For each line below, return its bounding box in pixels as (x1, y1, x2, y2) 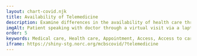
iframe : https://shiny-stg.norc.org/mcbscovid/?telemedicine (6, 41, 159, 47)
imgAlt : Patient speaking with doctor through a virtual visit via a (6, 24, 180, 31)
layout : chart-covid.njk (6, 8, 67, 15)
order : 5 (6, 30, 28, 36)
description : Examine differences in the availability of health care (6, 19, 182, 25)
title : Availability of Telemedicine (6, 14, 98, 20)
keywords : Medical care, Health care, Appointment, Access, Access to (6, 36, 182, 41)
